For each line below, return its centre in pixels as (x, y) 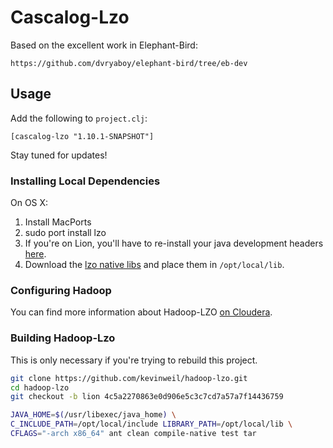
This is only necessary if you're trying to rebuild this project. (134, 360)
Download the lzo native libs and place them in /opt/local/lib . (154, 265)
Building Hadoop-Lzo (63, 338)
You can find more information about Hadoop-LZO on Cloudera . (141, 312)
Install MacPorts (58, 222)
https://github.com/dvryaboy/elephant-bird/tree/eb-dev (129, 63)
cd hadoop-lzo (40, 387)
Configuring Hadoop (61, 290)
